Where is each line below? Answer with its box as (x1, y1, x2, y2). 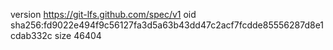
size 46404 (54, 30, 102, 41)
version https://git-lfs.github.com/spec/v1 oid (10, 9, 197, 20)
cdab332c (10, 30, 53, 41)
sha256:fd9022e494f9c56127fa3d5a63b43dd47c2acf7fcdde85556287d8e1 (10, 19, 325, 31)
